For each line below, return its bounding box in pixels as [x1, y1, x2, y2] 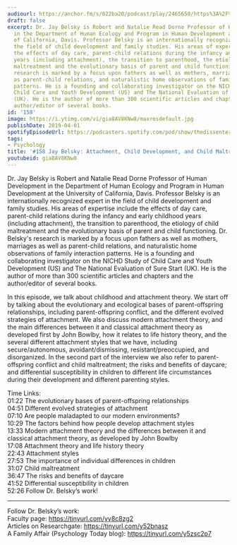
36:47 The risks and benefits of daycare [7, 471, 124, 480]
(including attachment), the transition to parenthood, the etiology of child [7, 219, 219, 227]
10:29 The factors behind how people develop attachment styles [7, 419, 195, 427]
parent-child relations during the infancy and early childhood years [7, 211, 202, 220]
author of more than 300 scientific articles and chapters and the [7, 271, 194, 280]
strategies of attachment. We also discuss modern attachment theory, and [7, 315, 224, 323]
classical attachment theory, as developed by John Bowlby [7, 433, 178, 442]
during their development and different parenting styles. [7, 375, 170, 383]
